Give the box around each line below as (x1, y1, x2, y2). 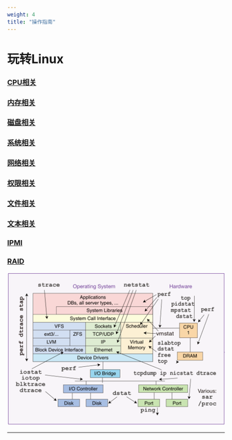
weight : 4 (7, 11, 36, 18)
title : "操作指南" (7, 18, 57, 26)
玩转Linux (7, 51, 64, 67)
